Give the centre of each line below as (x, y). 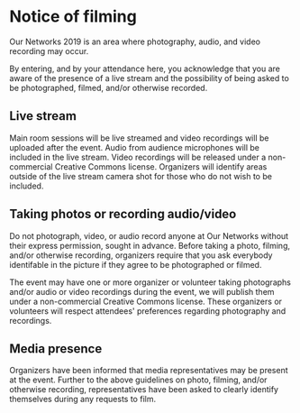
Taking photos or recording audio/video (123, 214)
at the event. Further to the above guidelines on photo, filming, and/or (138, 380)
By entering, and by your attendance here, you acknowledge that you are (145, 69)
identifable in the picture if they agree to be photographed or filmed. (136, 264)
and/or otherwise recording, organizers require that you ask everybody (141, 255)
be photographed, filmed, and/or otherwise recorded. (109, 87)
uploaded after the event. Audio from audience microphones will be (134, 147)
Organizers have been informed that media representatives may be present (149, 371)
